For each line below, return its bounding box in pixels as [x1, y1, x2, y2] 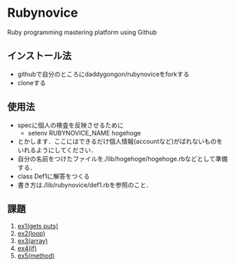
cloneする [17, 78, 47, 87]
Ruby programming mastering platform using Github [7, 28, 157, 36]
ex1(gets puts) [17, 222, 59, 230]
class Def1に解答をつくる [17, 172, 90, 180]
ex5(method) [17, 251, 55, 260]
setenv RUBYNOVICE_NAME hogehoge [27, 128, 141, 137]
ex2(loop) [17, 229, 45, 238]
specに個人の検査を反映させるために [17, 121, 124, 129]
